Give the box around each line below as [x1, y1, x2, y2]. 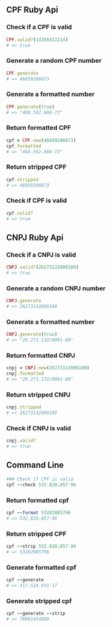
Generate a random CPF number [6, 57, 102, 65]
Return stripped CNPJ [6, 390, 71, 399]
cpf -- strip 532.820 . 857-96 [6, 543, 77, 549]
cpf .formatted [6, 143, 42, 149]
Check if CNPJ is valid [6, 424, 71, 432]
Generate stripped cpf [6, 597, 72, 605]
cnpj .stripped [6, 404, 42, 410]
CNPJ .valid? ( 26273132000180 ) [6, 264, 79, 270]
